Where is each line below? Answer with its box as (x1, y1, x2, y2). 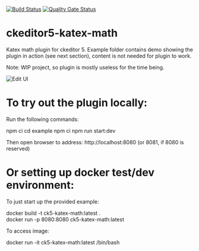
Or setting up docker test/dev (6, 166, 154, 179)
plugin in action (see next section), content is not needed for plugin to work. (6, 52, 192, 59)
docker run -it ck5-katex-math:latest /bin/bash (6, 239, 120, 246)
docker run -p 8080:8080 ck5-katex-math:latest (6, 215, 125, 223)
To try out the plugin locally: (6, 96, 147, 110)
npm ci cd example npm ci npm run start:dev (6, 127, 116, 134)
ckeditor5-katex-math (6, 27, 118, 40)
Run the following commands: (6, 116, 79, 123)
